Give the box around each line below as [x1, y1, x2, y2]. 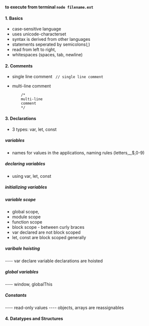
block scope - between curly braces [12, 224, 85, 230]
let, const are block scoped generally [12, 234, 86, 240]
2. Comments [5, 63, 33, 69]
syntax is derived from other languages [12, 36, 90, 42]
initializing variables [5, 184, 47, 190]
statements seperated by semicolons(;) [12, 41, 90, 48]
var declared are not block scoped [12, 229, 81, 235]
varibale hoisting [5, 245, 40, 252]
